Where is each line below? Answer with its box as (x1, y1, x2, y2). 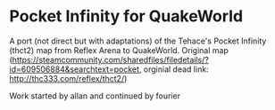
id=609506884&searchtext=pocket (9, 64, 140, 75)
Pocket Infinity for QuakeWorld (9, 6, 244, 27)
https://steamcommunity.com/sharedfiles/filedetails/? (12, 54, 210, 65)
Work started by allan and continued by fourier (9, 90, 181, 101)
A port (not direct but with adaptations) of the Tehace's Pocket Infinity (9, 35, 267, 46)
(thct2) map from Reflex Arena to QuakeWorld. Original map (9, 44, 229, 55)
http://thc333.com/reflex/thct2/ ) (9, 73, 128, 83)
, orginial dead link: (138, 64, 209, 75)
